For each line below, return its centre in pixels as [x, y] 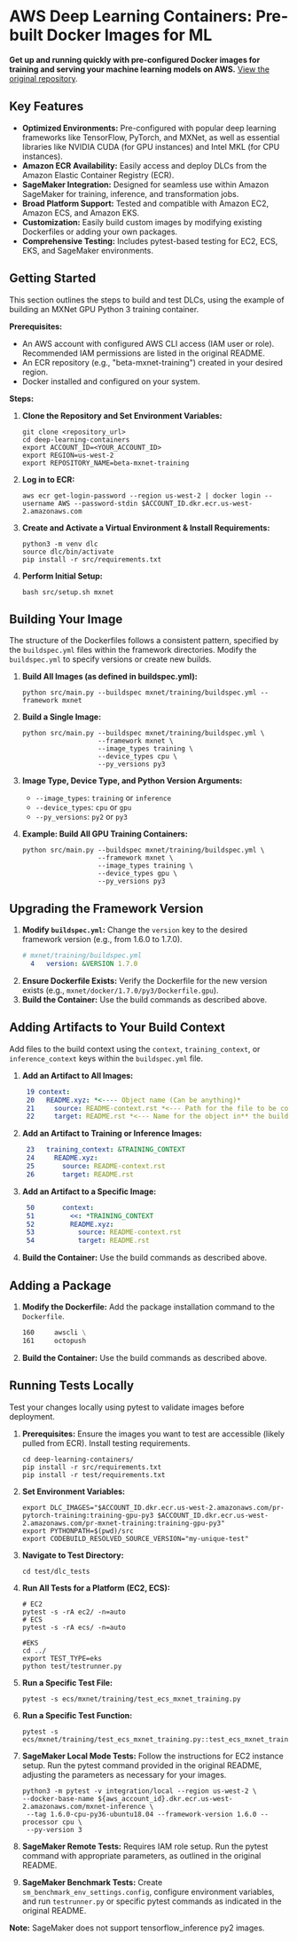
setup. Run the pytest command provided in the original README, [142, 1765]
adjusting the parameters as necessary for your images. [124, 1774]
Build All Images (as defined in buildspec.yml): [109, 677]
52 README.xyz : [70, 1224]
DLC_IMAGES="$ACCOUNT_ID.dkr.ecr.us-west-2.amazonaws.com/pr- [168, 1507]
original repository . [43, 78]
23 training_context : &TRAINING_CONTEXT [106, 1150]
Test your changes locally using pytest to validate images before [127, 1407]
